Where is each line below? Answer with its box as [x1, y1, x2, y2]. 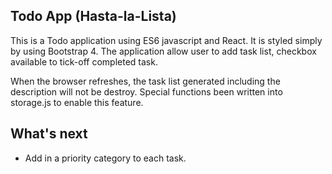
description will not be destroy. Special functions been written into [10, 85, 283, 98]
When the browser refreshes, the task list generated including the [10, 75, 281, 87]
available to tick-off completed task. [10, 55, 158, 68]
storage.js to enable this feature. [10, 96, 144, 108]
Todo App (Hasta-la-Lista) [10, 8, 177, 25]
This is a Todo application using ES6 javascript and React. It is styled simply [10, 34, 323, 46]
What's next [10, 125, 88, 143]
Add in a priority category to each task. [24, 152, 187, 164]
